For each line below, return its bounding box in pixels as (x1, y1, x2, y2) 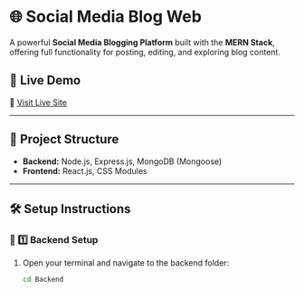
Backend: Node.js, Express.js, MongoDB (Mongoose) (22, 156, 223, 167)
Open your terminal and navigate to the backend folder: (22, 257, 230, 268)
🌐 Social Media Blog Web (9, 6, 202, 27)
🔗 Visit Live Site (9, 97, 68, 108)
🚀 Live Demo (9, 73, 81, 88)
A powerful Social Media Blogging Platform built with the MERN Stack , (9, 36, 276, 47)
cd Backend (22, 275, 64, 285)
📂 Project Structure (9, 131, 119, 147)
